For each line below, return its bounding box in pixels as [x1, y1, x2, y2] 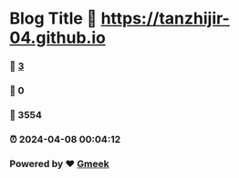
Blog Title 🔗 [9, 8, 98, 29]
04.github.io [9, 27, 107, 48]
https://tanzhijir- [100, 8, 230, 29]
